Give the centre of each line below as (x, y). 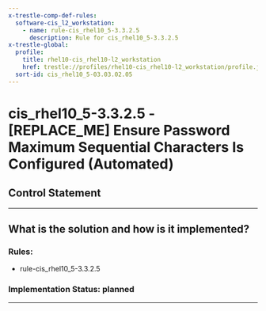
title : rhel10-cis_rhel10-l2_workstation (91, 60)
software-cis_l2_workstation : (65, 23)
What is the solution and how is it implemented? (129, 229)
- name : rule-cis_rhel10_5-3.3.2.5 (81, 30)
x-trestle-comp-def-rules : (53, 15)
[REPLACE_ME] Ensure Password (119, 130)
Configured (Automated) (91, 164)
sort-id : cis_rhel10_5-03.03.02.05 (74, 74)
